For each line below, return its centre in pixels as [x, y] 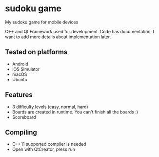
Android [20, 64]
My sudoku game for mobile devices [42, 22]
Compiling [21, 132]
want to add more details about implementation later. [58, 37]
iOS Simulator [26, 69]
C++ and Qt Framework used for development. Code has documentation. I [80, 31]
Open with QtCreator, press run [44, 149]
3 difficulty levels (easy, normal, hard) [50, 107]
